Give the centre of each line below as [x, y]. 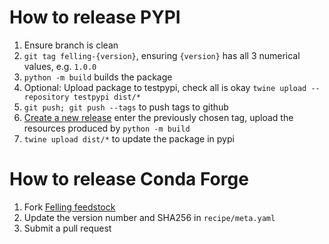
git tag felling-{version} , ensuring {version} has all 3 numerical [162, 55]
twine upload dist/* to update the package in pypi [129, 138]
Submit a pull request [67, 228]
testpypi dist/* [107, 97]
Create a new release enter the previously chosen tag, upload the [158, 117]
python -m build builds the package [98, 77]
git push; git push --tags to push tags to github [126, 107]
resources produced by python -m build [107, 128]
